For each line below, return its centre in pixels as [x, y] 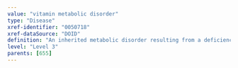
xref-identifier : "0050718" [49, 27]
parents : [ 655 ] [30, 54]
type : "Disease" [31, 21]
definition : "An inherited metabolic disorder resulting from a [104, 40]
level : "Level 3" [33, 47]
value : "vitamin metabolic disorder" [63, 14]
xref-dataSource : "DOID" [44, 34]
